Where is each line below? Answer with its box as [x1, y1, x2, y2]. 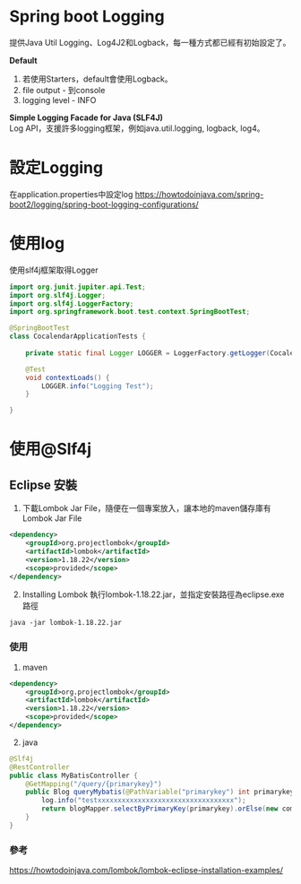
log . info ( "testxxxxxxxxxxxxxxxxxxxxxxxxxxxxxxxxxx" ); [41, 796, 246, 805]
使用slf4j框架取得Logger [9, 264, 99, 275]
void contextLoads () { [25, 373, 110, 382]
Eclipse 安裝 [9, 477, 78, 492]
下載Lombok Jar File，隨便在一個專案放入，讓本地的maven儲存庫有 [21, 503, 271, 514]
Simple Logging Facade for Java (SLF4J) [9, 112, 164, 123]
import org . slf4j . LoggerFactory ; [9, 299, 134, 308]
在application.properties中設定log [9, 188, 133, 199]
